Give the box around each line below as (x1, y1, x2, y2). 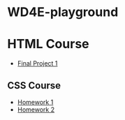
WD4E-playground (7, 4, 119, 20)
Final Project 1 (17, 59, 58, 68)
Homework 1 (17, 98, 54, 106)
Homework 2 (17, 105, 55, 114)
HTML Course (7, 36, 89, 52)
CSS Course (7, 80, 61, 91)
